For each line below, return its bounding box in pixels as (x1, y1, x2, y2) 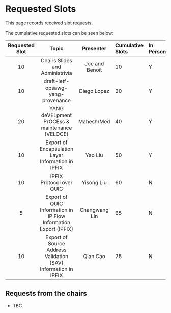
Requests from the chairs (5, 289, 88, 298)
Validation (44, 252, 69, 260)
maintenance (41, 124, 72, 131)
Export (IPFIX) (40, 225, 74, 232)
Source (47, 240, 65, 247)
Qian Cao (83, 252, 106, 260)
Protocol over (40, 179, 73, 186)
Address (46, 246, 67, 253)
